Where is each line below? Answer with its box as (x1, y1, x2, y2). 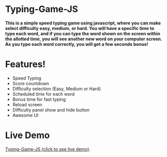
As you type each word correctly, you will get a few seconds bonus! (5, 41, 149, 47)
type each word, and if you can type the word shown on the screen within (5, 30, 161, 36)
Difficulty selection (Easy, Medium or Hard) (12, 86, 101, 92)
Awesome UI (12, 112, 39, 118)
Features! (5, 59, 46, 70)
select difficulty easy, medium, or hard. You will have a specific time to (5, 25, 155, 31)
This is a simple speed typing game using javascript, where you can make (5, 20, 161, 26)
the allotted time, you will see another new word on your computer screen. (5, 36, 163, 42)
